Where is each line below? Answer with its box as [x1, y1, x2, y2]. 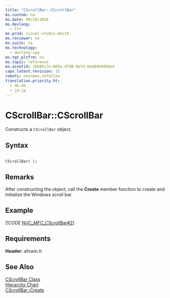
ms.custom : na [5, 12, 36, 17]
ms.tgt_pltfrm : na [5, 54, 44, 60]
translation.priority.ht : [5, 78, 60, 83]
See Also [5, 262, 34, 272]
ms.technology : [5, 45, 38, 50]
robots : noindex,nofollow [5, 74, 60, 79]
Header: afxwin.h [5, 248, 42, 254]
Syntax [5, 141, 28, 150]
